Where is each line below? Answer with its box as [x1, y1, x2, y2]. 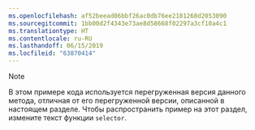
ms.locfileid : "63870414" [8, 49, 96, 57]
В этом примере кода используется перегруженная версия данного [8, 87, 246, 97]
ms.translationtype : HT [8, 27, 89, 35]
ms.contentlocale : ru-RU [8, 34, 93, 43]
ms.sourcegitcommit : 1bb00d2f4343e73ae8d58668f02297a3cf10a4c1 [8, 19, 227, 27]
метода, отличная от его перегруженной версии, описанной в [8, 96, 225, 105]
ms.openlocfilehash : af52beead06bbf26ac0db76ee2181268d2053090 [8, 11, 227, 20]
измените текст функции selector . [8, 113, 127, 122]
